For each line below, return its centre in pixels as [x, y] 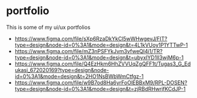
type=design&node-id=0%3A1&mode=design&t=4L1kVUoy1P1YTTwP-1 [101, 45]
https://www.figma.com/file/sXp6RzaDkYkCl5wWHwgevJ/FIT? [91, 38]
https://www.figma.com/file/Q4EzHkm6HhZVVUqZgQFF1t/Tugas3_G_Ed [103, 64]
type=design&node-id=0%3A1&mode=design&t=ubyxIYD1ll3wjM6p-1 [99, 57]
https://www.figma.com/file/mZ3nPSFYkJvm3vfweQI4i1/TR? [88, 51]
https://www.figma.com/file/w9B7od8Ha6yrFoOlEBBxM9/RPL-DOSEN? [101, 82]
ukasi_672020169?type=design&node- [62, 70]
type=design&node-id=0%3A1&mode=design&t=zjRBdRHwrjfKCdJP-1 [100, 89]
